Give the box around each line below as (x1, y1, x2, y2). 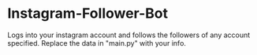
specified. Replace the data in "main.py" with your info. (7, 38, 187, 47)
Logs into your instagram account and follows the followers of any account (7, 30, 251, 40)
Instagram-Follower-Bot (7, 5, 169, 22)
